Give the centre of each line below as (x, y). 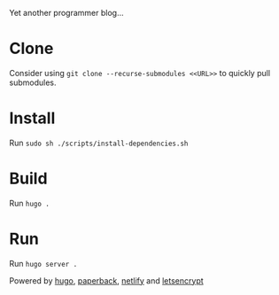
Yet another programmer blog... (66, 13)
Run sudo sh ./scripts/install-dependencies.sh (99, 143)
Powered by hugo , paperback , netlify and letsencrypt (106, 280)
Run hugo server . (43, 263)
